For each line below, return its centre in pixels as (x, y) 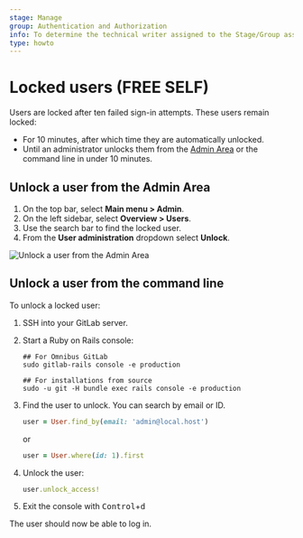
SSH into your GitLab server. (75, 322)
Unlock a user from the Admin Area (110, 187)
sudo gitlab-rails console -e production (101, 365)
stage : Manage (36, 18)
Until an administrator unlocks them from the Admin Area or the (140, 149)
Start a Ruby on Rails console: (78, 340)
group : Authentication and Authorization (88, 26)
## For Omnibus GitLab (65, 357)
